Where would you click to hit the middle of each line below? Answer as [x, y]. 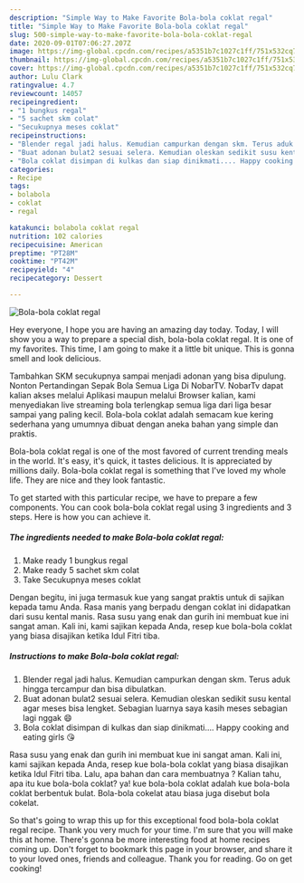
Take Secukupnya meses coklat [81, 580]
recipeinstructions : [48, 136]
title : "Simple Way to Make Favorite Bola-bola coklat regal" [129, 26]
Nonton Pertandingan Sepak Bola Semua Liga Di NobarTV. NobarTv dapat [146, 385]
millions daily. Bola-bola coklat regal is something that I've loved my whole [148, 470]
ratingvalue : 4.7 [42, 85]
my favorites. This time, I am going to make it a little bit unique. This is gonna [152, 349]
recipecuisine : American [56, 245]
